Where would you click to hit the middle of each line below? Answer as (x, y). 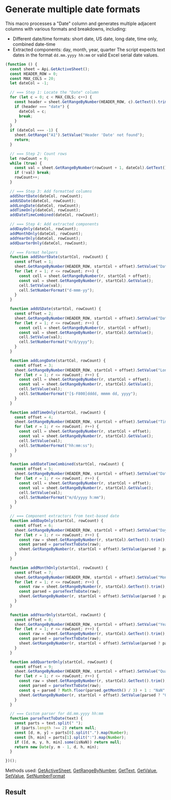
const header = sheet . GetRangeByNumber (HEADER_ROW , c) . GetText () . (86, 102)
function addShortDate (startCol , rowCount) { (59, 257)
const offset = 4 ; (34, 417)
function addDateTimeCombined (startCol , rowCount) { (67, 464)
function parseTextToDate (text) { (46, 719)
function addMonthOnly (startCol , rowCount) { (59, 568)
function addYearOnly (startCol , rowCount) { (58, 615)
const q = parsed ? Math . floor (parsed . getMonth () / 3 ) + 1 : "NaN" (92, 690)
